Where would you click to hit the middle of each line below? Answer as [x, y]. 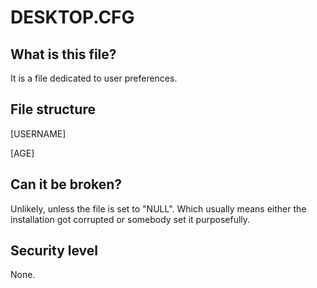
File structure [53, 109]
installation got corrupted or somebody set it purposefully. [130, 219]
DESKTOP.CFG [72, 17]
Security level [54, 251]
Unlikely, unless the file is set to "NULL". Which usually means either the [158, 208]
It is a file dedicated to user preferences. [94, 78]
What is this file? [63, 54]
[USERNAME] [38, 133]
